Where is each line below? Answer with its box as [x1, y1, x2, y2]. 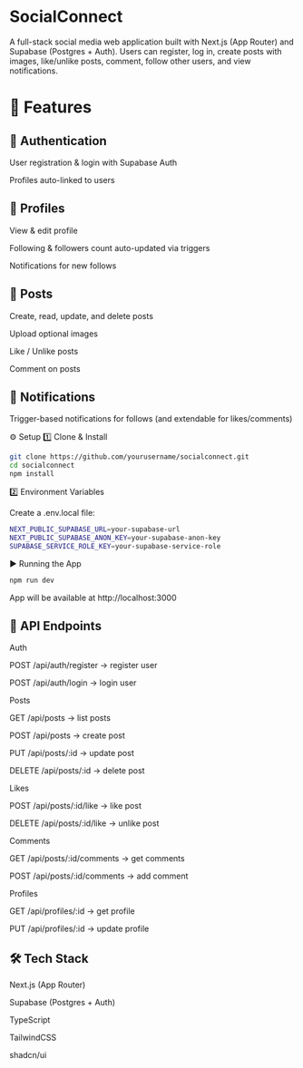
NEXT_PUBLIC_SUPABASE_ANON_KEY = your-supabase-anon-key [9, 533, 221, 542]
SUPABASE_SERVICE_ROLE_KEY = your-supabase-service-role [9, 541, 221, 550]
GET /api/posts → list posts [9, 713, 112, 723]
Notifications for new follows [9, 260, 117, 271]
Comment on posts [9, 363, 81, 374]
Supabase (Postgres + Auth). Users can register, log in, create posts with [9, 45, 283, 56]
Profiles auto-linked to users [9, 174, 115, 185]
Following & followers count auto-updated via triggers [9, 242, 210, 253]
